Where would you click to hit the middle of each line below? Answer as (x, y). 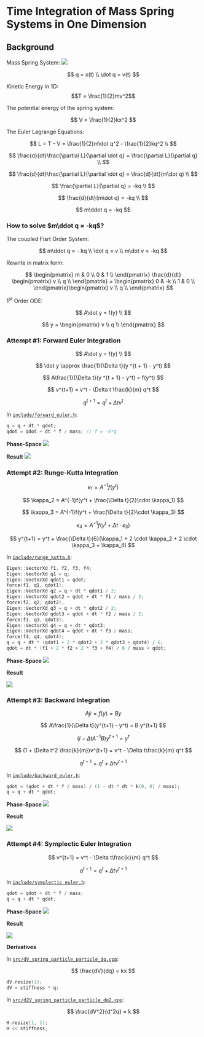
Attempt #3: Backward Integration (58, 700)
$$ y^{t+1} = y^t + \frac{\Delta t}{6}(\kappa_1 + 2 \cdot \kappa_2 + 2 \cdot (103, 538)
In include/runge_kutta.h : (39, 557)
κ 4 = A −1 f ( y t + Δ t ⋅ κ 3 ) (103, 525)
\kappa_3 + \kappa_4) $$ (103, 545)
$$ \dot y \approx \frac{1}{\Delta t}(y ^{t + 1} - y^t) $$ (103, 366)
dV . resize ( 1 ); (25, 982)
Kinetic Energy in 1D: (33, 86)
